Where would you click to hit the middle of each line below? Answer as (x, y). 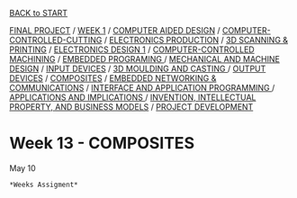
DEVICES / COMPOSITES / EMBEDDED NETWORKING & (113, 78)
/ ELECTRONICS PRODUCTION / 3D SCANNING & (196, 40)
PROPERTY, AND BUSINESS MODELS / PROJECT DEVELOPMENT (131, 107)
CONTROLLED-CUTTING (56, 40)
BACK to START (39, 13)
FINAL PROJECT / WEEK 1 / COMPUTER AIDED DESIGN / (115, 30)
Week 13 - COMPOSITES (102, 144)
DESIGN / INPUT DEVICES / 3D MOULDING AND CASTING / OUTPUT (138, 68)
